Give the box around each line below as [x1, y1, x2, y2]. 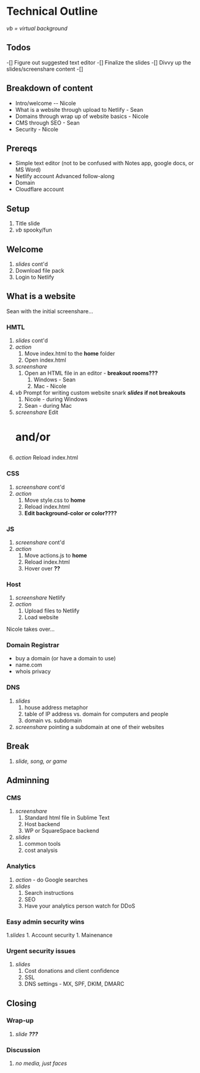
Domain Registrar [6, 641, 60, 649]
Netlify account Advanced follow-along [15, 173, 115, 180]
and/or [15, 430, 51, 444]
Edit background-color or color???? [24, 509, 117, 517]
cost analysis [24, 846, 58, 854]
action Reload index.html [15, 454, 79, 461]
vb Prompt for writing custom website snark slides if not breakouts [15, 389, 186, 397]
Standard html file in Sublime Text [24, 814, 110, 821]
